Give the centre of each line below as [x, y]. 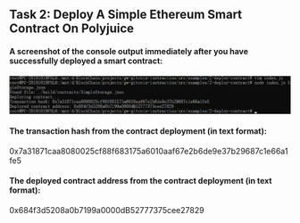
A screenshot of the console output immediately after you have [129, 51]
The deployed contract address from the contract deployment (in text [141, 181]
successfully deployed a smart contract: [86, 61]
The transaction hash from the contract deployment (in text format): [138, 131]
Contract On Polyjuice [72, 29]
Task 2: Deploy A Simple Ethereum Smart [126, 15]
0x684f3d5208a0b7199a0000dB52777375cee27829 [107, 210]
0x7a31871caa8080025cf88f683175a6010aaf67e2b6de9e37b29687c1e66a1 [149, 151]
